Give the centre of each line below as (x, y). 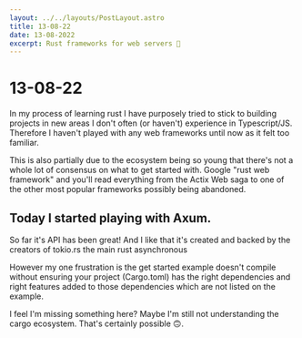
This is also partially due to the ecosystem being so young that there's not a (151, 160)
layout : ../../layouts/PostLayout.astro (87, 18)
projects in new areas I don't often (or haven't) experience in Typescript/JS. (151, 123)
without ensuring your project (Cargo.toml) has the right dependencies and (150, 277)
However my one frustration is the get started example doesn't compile (143, 267)
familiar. (24, 143)
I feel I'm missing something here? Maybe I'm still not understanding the (144, 314)
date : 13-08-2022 (42, 35)
